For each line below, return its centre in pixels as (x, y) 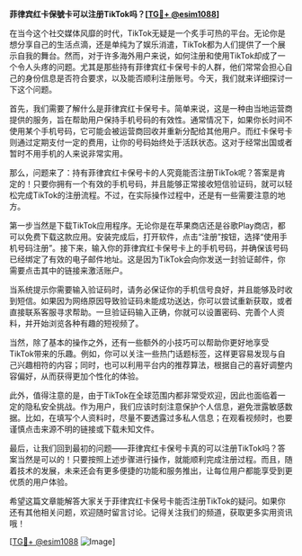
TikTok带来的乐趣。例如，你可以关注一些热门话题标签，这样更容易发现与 (144, 354)
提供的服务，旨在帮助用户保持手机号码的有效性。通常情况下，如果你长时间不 (151, 120)
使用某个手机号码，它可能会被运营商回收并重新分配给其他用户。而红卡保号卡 (151, 131)
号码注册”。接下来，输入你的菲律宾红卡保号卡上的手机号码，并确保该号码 (153, 248)
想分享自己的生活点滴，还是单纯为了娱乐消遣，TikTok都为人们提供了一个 (144, 45)
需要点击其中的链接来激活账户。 (68, 270)
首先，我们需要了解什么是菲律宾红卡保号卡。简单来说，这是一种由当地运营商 (151, 108)
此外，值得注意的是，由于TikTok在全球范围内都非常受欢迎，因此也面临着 (144, 395)
